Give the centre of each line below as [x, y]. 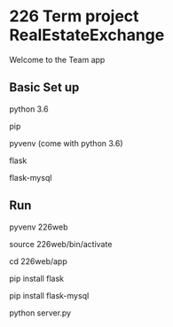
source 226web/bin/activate [61, 244]
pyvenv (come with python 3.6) [66, 143]
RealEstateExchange [87, 35]
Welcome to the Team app [57, 59]
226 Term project [74, 16]
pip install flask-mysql [49, 295]
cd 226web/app [39, 261]
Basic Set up [44, 87]
